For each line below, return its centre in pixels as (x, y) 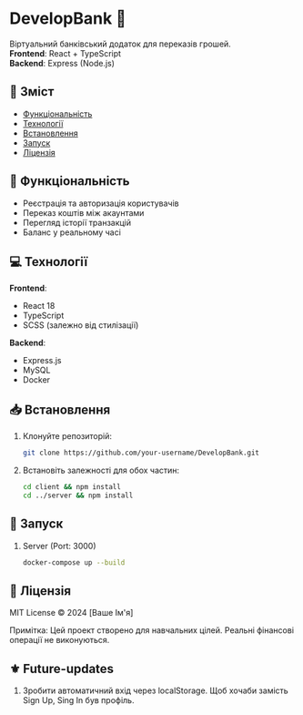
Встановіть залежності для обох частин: (101, 470)
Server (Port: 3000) (60, 546)
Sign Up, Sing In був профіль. (78, 700)
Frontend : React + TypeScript (65, 53)
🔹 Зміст (32, 92)
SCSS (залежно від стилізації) (81, 325)
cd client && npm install (71, 487)
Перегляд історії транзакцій (77, 222)
